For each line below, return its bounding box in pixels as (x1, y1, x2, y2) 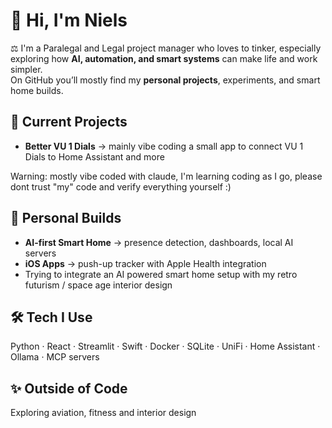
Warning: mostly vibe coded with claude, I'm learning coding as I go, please (10, 170, 323, 182)
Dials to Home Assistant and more (24, 150, 165, 163)
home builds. (10, 84, 64, 96)
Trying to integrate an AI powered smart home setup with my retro (24, 268, 298, 280)
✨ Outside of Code (10, 380, 128, 397)
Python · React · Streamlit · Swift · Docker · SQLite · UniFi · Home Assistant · (10, 340, 321, 353)
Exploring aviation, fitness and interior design (10, 407, 197, 419)
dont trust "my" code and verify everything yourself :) (10, 180, 232, 193)
